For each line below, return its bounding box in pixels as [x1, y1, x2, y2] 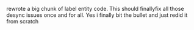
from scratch [6, 18, 39, 25]
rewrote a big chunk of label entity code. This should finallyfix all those [6, 5, 184, 12]
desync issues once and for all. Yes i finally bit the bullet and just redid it [6, 11, 188, 19]
